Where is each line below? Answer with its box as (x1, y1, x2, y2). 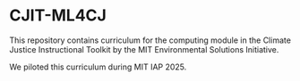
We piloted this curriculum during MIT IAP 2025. (9, 61, 187, 72)
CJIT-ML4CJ (9, 5, 107, 26)
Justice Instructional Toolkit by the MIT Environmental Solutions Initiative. (9, 44, 279, 54)
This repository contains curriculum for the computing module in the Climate (9, 35, 291, 45)
